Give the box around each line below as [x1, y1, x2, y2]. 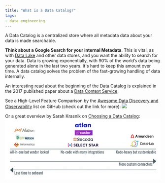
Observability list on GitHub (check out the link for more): [5, 104, 121, 110]
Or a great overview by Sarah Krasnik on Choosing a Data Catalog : [5, 113, 140, 119]
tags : [5, 13, 16, 18]
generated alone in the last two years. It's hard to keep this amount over [5, 63, 151, 69]
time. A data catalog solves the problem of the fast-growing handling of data [5, 68, 161, 74]
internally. [5, 73, 26, 79]
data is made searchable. [5, 37, 57, 44]
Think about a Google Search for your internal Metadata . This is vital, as [5, 47, 154, 53]
